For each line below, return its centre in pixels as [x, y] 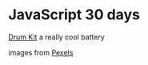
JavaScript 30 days [74, 15]
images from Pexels [41, 52]
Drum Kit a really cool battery [57, 37]
